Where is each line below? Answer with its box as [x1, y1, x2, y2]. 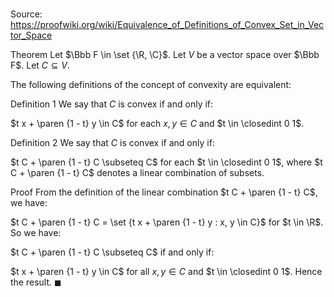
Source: [10, 8, 43, 20]
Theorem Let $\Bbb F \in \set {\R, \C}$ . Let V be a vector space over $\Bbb [10, 49, 320, 61]
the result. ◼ [10, 276, 62, 288]
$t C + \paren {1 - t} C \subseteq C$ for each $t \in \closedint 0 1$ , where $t [10, 156, 323, 168]
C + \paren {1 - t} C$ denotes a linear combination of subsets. [10, 167, 265, 179]
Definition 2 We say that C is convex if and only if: [10, 137, 215, 149]
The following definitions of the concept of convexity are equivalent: [10, 79, 292, 91]
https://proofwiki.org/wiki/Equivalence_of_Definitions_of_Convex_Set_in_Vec [10, 19, 325, 31]
